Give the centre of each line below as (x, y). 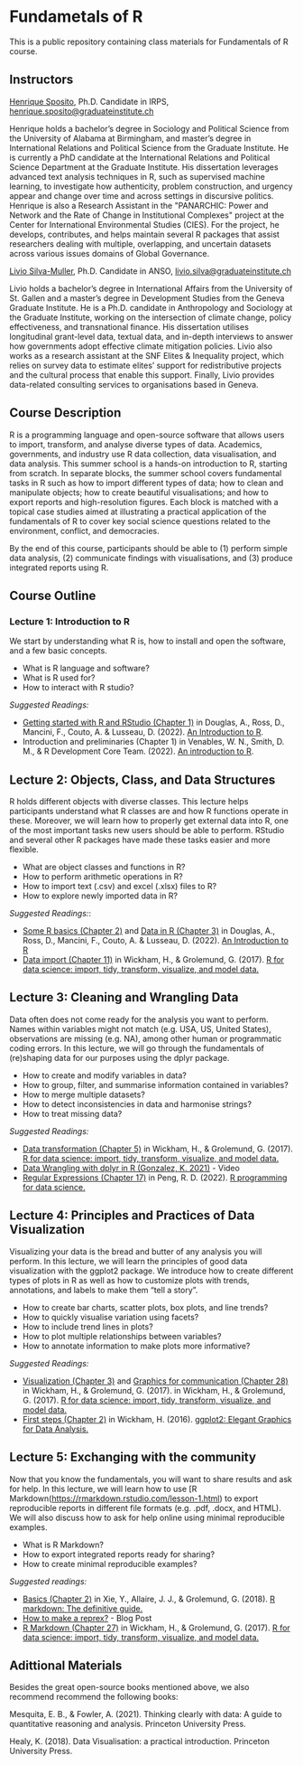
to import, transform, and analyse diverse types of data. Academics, (136, 444)
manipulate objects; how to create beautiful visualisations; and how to (139, 492)
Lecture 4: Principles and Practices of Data (132, 1216)
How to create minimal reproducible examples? (110, 1563)
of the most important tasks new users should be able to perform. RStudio (147, 831)
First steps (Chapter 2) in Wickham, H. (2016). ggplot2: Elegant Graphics (157, 1419)
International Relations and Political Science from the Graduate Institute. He (149, 147)
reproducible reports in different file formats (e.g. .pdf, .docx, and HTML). (145, 1507)
